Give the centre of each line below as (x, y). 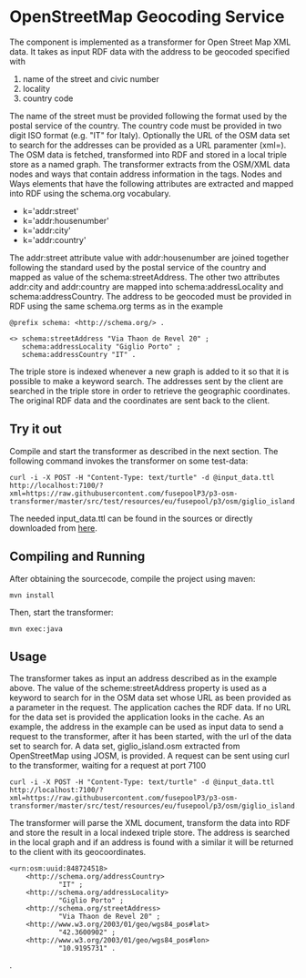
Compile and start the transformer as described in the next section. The (144, 451)
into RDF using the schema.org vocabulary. (90, 193)
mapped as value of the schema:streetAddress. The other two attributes (145, 277)
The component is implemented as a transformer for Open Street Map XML (150, 42)
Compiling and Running (77, 557)
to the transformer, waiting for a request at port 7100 (108, 766)
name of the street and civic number (91, 78)
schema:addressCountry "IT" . (79, 354)
